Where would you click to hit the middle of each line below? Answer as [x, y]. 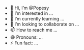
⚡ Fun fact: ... [24, 43]
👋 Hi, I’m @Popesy [30, 8]
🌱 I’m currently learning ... [37, 19]
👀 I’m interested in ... [32, 13]
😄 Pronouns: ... [26, 37]
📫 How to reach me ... [34, 30]
